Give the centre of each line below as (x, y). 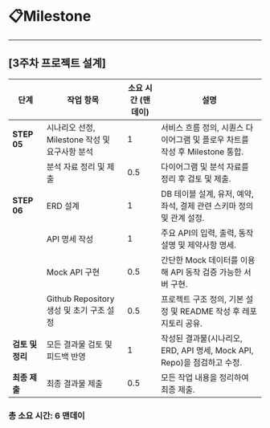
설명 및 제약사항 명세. (198, 245)
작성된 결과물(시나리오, (201, 338)
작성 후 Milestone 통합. (202, 152)
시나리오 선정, (71, 128)
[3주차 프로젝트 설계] (57, 63)
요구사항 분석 (70, 152)
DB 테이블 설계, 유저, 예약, (207, 194)
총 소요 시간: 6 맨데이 (47, 415)
